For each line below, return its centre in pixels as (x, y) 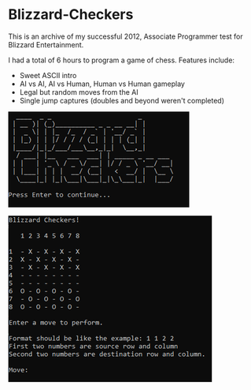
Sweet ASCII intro (48, 75)
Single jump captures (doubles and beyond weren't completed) (122, 100)
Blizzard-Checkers (71, 15)
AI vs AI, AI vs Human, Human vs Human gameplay (102, 84)
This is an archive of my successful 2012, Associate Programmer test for (125, 36)
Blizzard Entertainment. (46, 44)
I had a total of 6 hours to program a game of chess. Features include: (121, 60)
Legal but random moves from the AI (79, 92)
